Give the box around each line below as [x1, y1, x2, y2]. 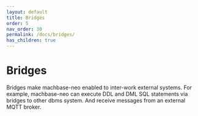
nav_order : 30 [6, 26, 43, 32]
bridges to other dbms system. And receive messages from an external [6, 96, 185, 104]
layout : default [6, 9, 48, 15]
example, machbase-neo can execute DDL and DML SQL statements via [6, 90, 188, 98]
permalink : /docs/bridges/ [6, 32, 75, 38]
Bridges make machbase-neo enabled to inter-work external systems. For [6, 84, 193, 91]
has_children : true [6, 37, 56, 43]
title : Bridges [6, 15, 45, 21]
